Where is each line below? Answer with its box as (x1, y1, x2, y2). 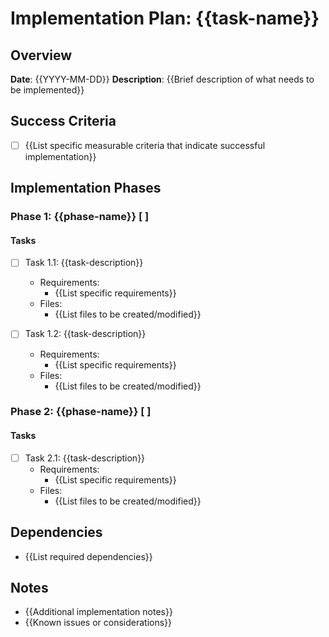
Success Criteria (10, 113, 117, 130)
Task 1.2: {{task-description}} (24, 328, 147, 340)
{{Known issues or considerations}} (24, 617, 173, 629)
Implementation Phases (10, 180, 162, 197)
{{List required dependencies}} (24, 550, 153, 562)
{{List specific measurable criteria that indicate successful (24, 139, 266, 151)
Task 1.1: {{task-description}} (24, 257, 144, 269)
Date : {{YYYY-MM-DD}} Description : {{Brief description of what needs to (10, 73, 315, 85)
